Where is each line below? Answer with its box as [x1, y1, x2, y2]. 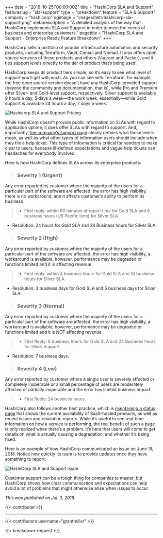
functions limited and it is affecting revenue [5, 261, 92, 267]
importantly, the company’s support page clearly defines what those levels [5, 130, 154, 135]
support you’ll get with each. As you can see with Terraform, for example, [5, 75, 152, 80]
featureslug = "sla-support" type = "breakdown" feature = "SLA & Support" [5, 9, 156, 15]
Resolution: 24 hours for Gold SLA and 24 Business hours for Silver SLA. [12, 222, 157, 228]
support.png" [5, 19, 32, 25]
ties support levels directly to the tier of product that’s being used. [5, 60, 137, 66]
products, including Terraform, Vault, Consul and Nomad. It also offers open [5, 50, 157, 55]
